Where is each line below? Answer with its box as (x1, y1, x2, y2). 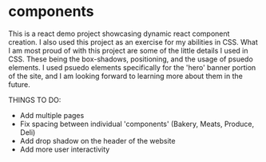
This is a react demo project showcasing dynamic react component (8, 29, 230, 38)
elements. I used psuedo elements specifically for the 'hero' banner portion (8, 62, 256, 72)
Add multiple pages (19, 110, 85, 120)
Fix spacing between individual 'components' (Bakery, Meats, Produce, (19, 119, 255, 128)
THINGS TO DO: (8, 95, 62, 105)
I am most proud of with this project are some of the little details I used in (8, 45, 249, 55)
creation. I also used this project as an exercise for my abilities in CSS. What (8, 37, 258, 46)
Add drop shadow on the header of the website (19, 136, 176, 145)
